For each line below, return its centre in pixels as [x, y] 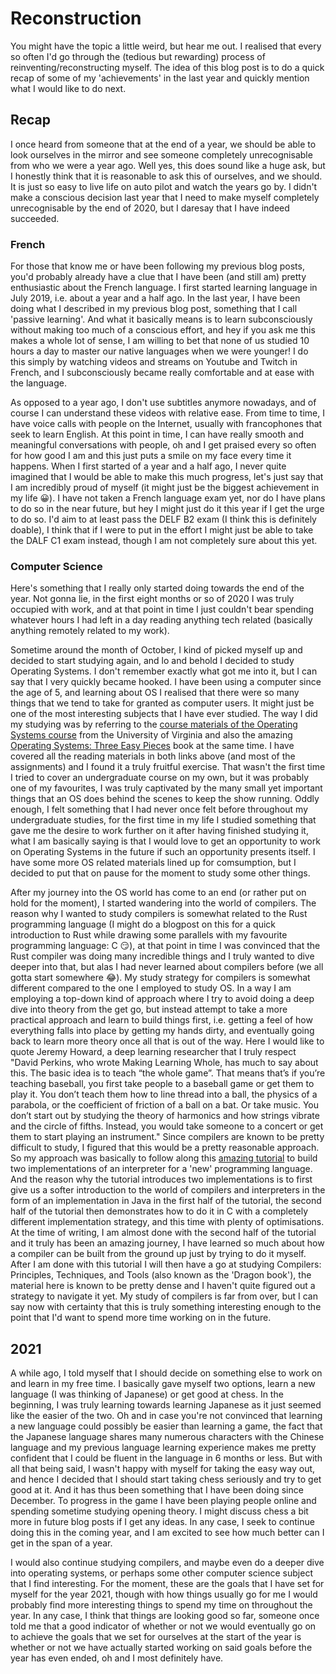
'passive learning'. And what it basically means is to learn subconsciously [161, 319]
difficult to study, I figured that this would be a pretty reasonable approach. [165, 1148]
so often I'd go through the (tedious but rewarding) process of [138, 56]
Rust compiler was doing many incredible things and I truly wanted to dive [162, 956]
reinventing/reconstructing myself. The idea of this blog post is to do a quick [167, 67]
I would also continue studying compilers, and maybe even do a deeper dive [167, 1563]
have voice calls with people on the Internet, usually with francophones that [166, 424]
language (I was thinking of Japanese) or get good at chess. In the [147, 1394]
